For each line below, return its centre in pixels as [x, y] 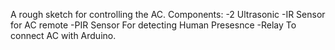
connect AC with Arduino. [63, 35]
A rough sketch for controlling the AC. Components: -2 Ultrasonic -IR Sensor [168, 14]
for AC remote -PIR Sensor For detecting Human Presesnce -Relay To [153, 25]
